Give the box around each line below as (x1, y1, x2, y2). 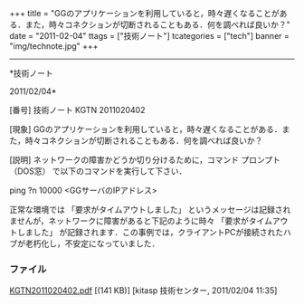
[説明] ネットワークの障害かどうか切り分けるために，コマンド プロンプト (9, 155, 280, 165)
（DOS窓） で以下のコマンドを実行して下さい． (9, 166, 187, 176)
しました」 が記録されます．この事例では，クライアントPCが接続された (16, 227, 283, 237)
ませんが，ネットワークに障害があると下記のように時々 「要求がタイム (9, 215, 273, 226)
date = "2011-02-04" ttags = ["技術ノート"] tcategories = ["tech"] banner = (9, 31, 290, 41)
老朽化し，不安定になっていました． (24, 238, 160, 249)
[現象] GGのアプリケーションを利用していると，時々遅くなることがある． (9, 124, 282, 134)
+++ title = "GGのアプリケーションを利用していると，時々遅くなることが (9, 8, 280, 18)
